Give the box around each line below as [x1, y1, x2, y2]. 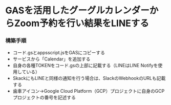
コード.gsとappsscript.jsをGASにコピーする [12, 50, 105, 56]
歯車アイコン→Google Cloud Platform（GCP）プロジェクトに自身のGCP [12, 88, 165, 94]
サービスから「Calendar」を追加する [12, 56, 91, 62]
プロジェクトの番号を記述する [12, 94, 76, 100]
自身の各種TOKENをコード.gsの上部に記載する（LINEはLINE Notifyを [12, 62, 158, 69]
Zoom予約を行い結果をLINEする [14, 17, 149, 29]
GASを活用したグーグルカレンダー [5, 5, 150, 16]
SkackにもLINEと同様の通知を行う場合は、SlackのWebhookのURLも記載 [12, 75, 166, 81]
